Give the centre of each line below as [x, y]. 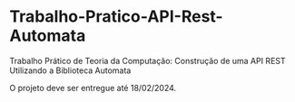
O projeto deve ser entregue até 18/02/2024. [93, 88]
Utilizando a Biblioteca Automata [70, 70]
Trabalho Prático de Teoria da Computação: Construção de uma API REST [147, 60]
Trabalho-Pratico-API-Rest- [117, 17]
